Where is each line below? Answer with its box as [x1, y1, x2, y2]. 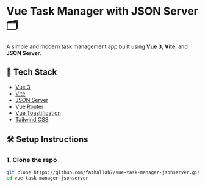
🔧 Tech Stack [6, 67, 57, 78]
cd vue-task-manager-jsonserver [6, 175, 88, 182]
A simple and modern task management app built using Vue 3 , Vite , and [6, 43, 188, 50]
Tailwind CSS [15, 116, 49, 123]
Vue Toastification [15, 109, 61, 117]
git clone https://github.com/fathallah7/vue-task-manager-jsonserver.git [6, 169, 201, 175]
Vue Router [15, 103, 44, 110]
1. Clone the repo [6, 156, 57, 164]
